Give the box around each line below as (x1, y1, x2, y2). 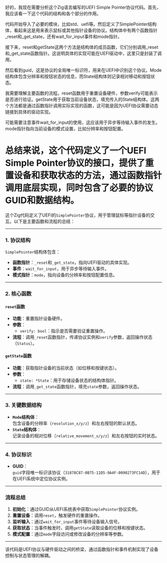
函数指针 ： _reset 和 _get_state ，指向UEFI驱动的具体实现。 (12, 259, 132, 265)
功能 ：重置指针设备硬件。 (12, 316, 65, 322)
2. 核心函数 (5, 290, 32, 297)
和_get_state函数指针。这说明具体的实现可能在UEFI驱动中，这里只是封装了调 (5, 50, 162, 56)
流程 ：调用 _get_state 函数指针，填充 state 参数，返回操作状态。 (12, 383, 142, 389)
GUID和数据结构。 (5, 195, 80, 206)
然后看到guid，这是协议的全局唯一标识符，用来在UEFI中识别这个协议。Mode (5, 67, 162, 73)
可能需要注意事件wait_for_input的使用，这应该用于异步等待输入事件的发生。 (5, 119, 161, 125)
